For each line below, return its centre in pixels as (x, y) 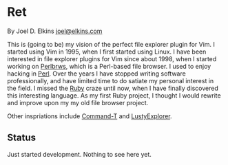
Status (22, 138)
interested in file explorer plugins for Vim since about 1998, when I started (112, 58)
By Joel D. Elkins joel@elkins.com (55, 31)
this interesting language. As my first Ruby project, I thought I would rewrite (114, 95)
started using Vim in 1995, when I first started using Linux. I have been (107, 52)
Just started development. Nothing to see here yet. (79, 154)
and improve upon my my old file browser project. (78, 102)
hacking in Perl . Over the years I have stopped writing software (96, 74)
